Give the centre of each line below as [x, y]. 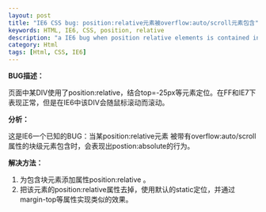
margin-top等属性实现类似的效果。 [76, 199]
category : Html [33, 45]
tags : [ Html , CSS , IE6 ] [47, 52]
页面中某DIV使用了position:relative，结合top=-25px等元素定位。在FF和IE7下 [132, 93]
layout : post [30, 15]
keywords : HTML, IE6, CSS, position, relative [86, 30]
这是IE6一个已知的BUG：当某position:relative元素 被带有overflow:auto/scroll [132, 136]
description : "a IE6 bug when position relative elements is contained [129, 38]
